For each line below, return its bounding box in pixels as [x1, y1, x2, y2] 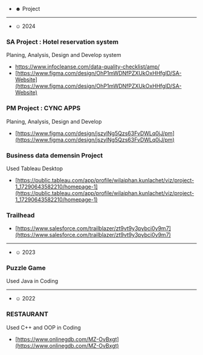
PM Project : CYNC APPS [6, 104, 81, 113]
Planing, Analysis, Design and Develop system [6, 51, 121, 59]
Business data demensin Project [6, 151, 103, 159]
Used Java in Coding [6, 277, 59, 285]
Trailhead [6, 211, 35, 219]
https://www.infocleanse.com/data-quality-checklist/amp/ [14, 63, 160, 70]
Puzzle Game [6, 264, 47, 272]
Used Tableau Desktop [6, 165, 63, 172]
